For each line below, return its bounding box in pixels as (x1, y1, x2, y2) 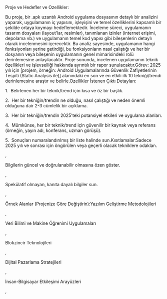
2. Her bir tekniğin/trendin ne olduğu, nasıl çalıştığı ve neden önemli (5, 97, 145, 103)
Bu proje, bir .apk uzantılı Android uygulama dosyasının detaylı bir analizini (5, 14, 158, 20)
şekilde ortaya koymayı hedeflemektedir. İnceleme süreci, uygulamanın (5, 25, 151, 31)
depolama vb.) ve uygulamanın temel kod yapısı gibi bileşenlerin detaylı (5, 35, 152, 41)
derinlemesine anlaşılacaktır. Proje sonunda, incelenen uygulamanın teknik (5, 57, 158, 62)
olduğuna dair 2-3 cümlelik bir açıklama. (5, 103, 88, 108)
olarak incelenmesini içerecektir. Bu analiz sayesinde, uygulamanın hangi (5, 41, 155, 47)
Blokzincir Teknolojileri (5, 240, 51, 245)
